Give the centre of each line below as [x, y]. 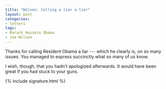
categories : [17, 19]
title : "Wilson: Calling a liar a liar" [48, 10]
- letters [15, 23]
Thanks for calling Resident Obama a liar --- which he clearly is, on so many [83, 51]
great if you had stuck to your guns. [42, 71]
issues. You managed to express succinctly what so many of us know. [77, 56]
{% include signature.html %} [35, 81]
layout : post [19, 14]
